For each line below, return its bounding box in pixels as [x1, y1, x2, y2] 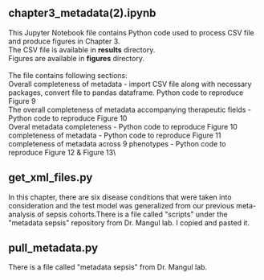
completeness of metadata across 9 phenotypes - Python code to [8, 138, 226, 148]
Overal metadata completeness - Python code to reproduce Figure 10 [8, 121, 238, 131]
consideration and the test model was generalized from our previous [8, 200, 235, 210]
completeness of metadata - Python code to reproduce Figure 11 [8, 130, 221, 140]
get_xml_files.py [8, 171, 93, 184]
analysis [8, 209, 36, 219]
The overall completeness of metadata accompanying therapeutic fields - [8, 105, 251, 114]
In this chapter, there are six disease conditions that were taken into [8, 192, 232, 202]
